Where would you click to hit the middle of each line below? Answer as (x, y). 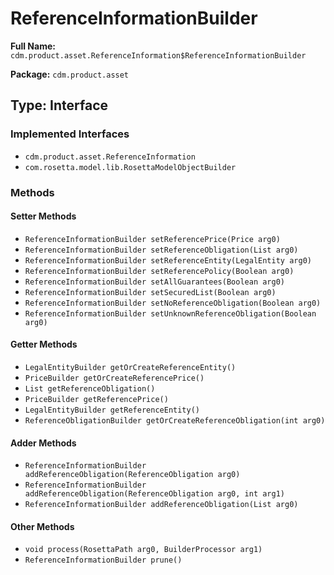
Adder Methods (43, 443)
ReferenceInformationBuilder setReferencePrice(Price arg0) (152, 239)
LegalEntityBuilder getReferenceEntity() (112, 410)
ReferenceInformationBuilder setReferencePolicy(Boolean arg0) (159, 271)
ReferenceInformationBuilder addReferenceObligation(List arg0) (161, 505)
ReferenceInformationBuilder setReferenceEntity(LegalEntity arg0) (168, 260)
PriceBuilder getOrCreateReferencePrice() (114, 378)
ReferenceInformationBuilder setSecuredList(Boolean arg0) (150, 292)
